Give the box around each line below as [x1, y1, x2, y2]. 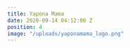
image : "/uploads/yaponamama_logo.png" [7, 30, 124, 37]
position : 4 [7, 23, 42, 30]
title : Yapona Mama [7, 10, 65, 18]
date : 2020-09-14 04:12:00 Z [7, 17, 93, 24]
